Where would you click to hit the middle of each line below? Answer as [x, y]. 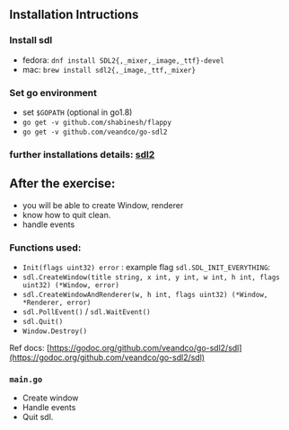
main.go [26, 379]
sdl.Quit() [43, 322]
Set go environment [53, 92]
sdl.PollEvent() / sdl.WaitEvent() [86, 312]
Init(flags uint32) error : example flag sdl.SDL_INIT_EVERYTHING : [146, 268]
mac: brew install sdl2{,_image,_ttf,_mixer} [109, 69]
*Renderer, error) [57, 303]
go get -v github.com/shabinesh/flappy [97, 122]
